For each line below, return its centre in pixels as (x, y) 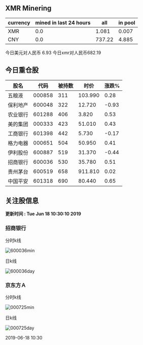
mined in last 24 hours (63, 22)
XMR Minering (28, 8)
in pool (127, 22)
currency (19, 22)
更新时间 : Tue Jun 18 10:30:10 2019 (43, 214)
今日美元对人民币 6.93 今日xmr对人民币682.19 (53, 52)
